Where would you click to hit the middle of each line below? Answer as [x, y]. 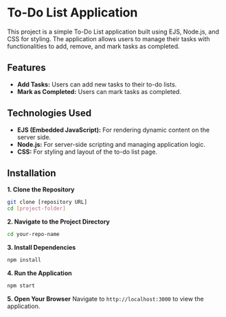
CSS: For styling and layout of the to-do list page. [87, 152]
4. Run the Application [39, 273]
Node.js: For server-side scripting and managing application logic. [111, 144]
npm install [24, 260]
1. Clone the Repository [41, 189]
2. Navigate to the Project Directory [58, 222]
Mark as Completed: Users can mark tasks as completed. [99, 91]
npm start [21, 285]
